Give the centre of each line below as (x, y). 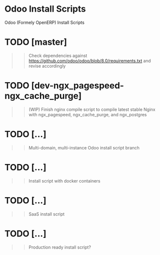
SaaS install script (46, 214)
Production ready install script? (60, 247)
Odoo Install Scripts (45, 9)
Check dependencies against (58, 55)
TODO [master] (36, 42)
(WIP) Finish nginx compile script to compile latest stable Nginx (92, 109)
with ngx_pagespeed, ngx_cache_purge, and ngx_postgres (88, 114)
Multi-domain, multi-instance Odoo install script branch (84, 147)
